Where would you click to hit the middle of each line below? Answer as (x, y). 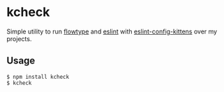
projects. (19, 38)
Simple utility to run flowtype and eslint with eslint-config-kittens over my (112, 31)
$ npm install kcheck (38, 77)
